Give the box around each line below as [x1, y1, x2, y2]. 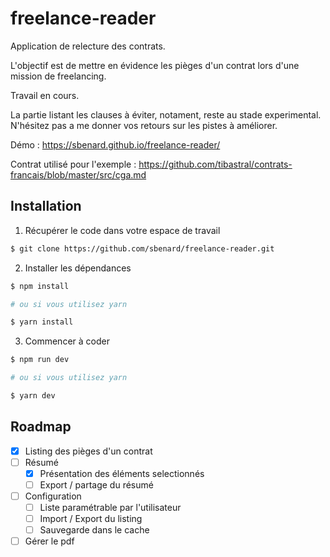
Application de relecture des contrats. [10, 40, 166, 52]
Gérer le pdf [24, 535, 75, 547]
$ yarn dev [10, 391, 56, 401]
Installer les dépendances [24, 262, 132, 274]
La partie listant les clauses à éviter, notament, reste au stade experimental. [10, 108, 322, 121]
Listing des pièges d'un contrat [24, 445, 153, 457]
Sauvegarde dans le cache [39, 524, 150, 536]
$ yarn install [10, 317, 74, 327]
